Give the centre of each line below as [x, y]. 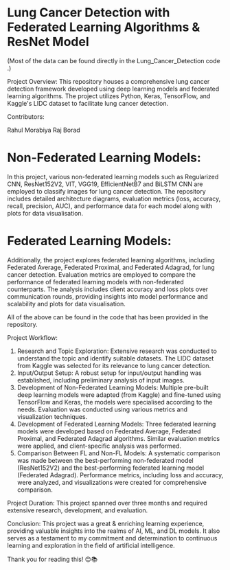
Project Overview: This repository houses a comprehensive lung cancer [108, 81]
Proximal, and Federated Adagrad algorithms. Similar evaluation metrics [118, 438]
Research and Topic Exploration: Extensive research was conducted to [117, 351]
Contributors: [26, 116]
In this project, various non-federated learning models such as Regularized [113, 176]
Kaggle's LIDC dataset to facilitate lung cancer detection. [88, 103]
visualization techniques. [52, 416]
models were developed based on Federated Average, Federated [109, 431]
